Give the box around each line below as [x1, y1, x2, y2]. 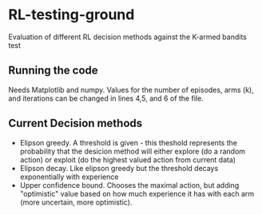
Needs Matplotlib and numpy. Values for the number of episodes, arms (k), [8, 85, 254, 94]
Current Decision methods [8, 117, 143, 130]
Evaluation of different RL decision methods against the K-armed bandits [8, 32, 248, 42]
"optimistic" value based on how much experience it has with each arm [19, 189, 255, 198]
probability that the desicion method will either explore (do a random [19, 146, 246, 156]
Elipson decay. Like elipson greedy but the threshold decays [19, 163, 219, 173]
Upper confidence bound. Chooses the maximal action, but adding [19, 180, 240, 189]
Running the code [8, 64, 98, 78]
